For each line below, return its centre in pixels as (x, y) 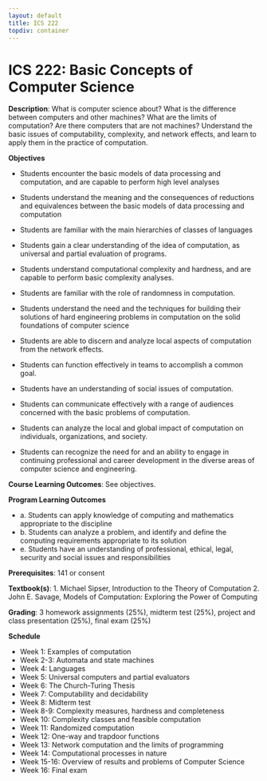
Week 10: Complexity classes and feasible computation (110, 720)
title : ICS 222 (33, 23)
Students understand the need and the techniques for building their (130, 308)
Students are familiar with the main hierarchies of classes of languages (136, 230)
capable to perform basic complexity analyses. (97, 278)
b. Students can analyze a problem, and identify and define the (123, 532)
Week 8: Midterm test (55, 703)
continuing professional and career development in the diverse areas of (137, 461)
